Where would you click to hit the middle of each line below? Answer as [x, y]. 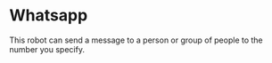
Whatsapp [49, 16]
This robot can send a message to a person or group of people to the [136, 40]
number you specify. [47, 49]
